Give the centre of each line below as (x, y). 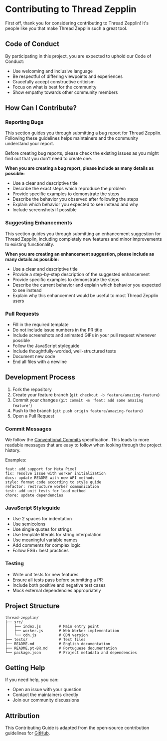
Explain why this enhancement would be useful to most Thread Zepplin (85, 295)
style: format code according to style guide (53, 482)
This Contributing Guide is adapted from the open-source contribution (77, 728)
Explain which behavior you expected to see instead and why (75, 204)
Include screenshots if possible (44, 210)
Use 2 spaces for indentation (42, 519)
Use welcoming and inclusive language (53, 71)
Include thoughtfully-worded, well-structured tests (64, 351)
